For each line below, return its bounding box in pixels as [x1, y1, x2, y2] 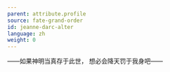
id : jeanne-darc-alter [7, 23, 74, 30]
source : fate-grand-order [7, 17, 83, 24]
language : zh [7, 30, 46, 37]
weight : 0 [7, 37, 37, 44]
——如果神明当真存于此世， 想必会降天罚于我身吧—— [7, 57, 163, 66]
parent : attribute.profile [7, 10, 86, 18]
